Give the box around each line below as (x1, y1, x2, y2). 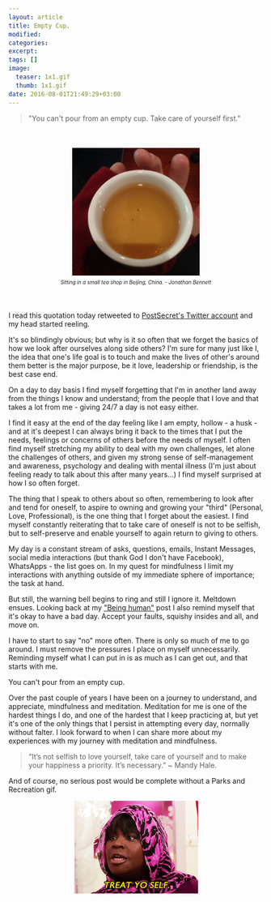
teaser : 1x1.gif (15, 73, 70, 81)
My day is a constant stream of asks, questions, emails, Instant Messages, (8, 544, 256, 554)
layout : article (8, 13, 63, 21)
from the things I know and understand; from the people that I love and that (8, 393, 259, 403)
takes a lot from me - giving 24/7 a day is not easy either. (8, 402, 199, 412)
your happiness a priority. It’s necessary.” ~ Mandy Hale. (28, 760, 217, 770)
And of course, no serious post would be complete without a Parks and (8, 776, 245, 785)
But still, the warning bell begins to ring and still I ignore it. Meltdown (8, 594, 236, 604)
